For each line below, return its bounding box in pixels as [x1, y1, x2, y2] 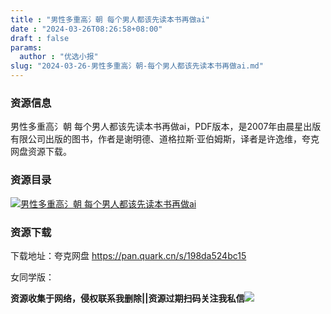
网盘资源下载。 [10, 146, 72, 158]
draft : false [10, 33, 70, 43]
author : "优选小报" [19, 52, 99, 62]
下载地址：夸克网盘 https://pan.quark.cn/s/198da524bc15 [10, 249, 247, 261]
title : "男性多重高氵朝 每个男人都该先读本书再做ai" [10, 14, 211, 25]
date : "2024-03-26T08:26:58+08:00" [10, 24, 163, 34]
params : [10, 42, 43, 53]
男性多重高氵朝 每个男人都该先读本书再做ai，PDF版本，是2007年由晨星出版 [10, 121, 322, 133]
